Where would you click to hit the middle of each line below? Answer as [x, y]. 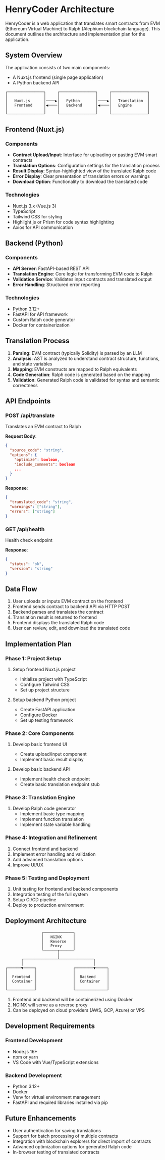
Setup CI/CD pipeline [34, 900]
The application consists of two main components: [58, 67]
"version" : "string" [31, 569]
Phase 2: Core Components [40, 733]
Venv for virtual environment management [56, 1097]
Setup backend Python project [44, 700]
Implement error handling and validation [54, 854]
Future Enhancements [41, 1118]
